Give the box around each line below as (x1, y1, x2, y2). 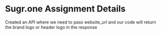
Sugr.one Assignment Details (5, 3, 125, 14)
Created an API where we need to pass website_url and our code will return (5, 19, 157, 25)
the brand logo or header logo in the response (5, 24, 97, 30)
